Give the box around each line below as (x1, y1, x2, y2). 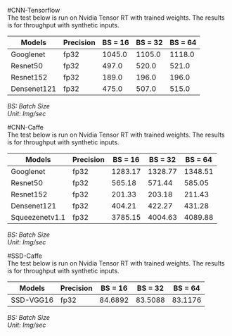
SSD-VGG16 (11, 295, 54, 305)
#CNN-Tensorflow (7, 6, 60, 14)
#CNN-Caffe (7, 123, 44, 131)
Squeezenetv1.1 (11, 213, 66, 222)
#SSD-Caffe (7, 251, 43, 260)
